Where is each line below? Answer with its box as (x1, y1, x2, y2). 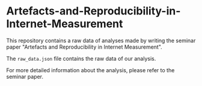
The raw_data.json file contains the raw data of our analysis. (6, 55, 156, 62)
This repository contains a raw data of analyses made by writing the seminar (6, 37, 196, 44)
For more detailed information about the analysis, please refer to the (6, 66, 175, 73)
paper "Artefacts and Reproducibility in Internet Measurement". (6, 43, 162, 51)
